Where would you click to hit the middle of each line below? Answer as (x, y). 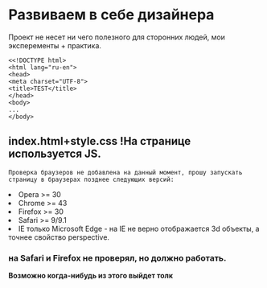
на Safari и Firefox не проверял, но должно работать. (117, 257)
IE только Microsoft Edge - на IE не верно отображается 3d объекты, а (139, 228)
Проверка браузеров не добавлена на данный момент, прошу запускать (125, 172)
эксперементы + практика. (55, 45)
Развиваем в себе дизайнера (111, 15)
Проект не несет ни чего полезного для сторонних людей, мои (117, 37)
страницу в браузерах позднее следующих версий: (91, 179)
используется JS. (55, 154)
